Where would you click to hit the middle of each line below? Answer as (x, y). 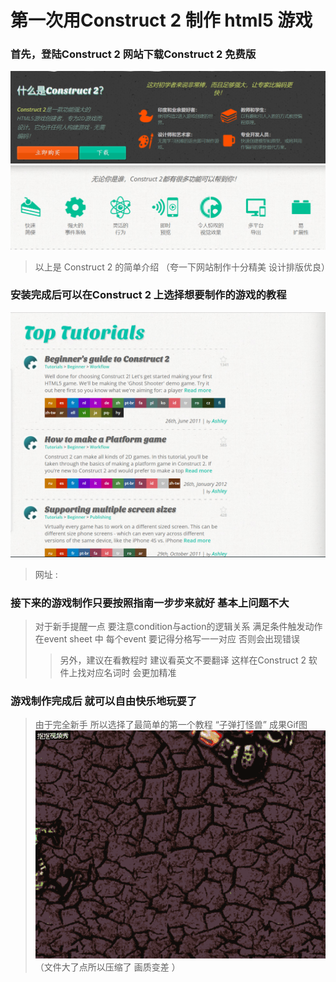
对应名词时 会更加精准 (131, 672)
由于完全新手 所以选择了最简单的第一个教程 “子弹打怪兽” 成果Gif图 (171, 725)
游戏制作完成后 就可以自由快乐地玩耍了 (104, 701)
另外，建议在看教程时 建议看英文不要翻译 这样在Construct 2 (183, 660)
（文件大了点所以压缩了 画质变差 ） (107, 967)
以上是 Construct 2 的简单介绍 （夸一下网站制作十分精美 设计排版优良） (182, 267)
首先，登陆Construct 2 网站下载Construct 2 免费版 (133, 54)
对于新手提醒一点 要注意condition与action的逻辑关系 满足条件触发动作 (178, 626)
